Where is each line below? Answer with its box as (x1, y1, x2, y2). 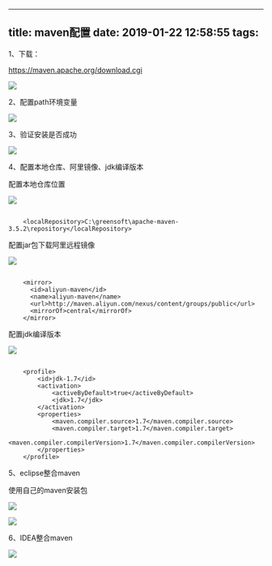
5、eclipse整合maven (8, 468, 81, 478)
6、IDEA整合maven (8, 533, 73, 542)
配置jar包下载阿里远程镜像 (8, 240, 96, 250)
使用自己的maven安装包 (8, 485, 87, 495)
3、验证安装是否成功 (8, 129, 77, 139)
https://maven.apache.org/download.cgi (8, 65, 143, 75)
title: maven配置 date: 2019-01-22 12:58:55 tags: (8, 26, 259, 40)
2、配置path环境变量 (8, 96, 78, 106)
